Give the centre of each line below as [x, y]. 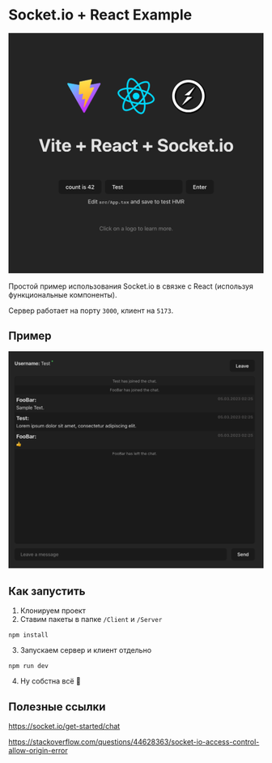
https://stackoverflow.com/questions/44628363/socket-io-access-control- [134, 742]
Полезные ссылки [57, 707]
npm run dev [28, 667]
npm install [28, 635]
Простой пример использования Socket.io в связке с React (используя [131, 286]
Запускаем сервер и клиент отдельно [86, 650]
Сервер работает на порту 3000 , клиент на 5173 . [91, 311]
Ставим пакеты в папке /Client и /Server [91, 619]
